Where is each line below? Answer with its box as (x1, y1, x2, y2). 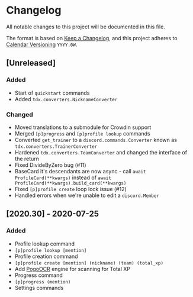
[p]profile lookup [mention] (14, 247, 87, 253)
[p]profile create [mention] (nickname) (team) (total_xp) (14, 260, 164, 266)
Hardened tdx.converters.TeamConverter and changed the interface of (14, 148, 188, 156)
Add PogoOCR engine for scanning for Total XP (14, 265, 130, 272)
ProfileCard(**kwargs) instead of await (14, 174, 111, 181)
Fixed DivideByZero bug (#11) (14, 161, 87, 169)
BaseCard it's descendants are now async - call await (14, 167, 146, 175)
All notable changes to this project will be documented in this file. (6, 23, 166, 30)
